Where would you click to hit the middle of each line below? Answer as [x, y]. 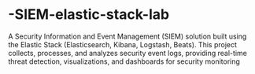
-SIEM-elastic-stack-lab [89, 15]
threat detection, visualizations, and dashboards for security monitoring [124, 61]
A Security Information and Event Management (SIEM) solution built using [128, 36]
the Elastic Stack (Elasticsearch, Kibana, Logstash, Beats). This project [123, 44]
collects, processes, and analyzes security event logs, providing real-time [128, 53]
